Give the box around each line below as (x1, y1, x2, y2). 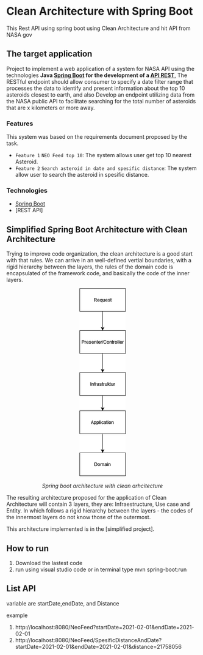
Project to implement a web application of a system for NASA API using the (6, 65, 195, 72)
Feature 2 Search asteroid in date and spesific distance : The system (15, 165, 197, 172)
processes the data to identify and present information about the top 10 (6, 84, 185, 92)
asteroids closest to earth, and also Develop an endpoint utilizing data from (6, 91, 195, 98)
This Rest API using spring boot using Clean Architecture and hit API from (6, 24, 191, 32)
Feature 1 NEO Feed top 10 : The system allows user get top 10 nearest (15, 152, 192, 159)
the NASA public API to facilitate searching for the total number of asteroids (6, 97, 196, 105)
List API (6, 583, 37, 594)
